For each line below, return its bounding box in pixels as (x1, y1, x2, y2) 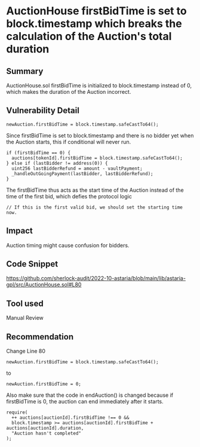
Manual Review (6, 314, 44, 322)
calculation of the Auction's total (6, 30, 172, 43)
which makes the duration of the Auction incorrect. (6, 88, 131, 95)
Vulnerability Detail (6, 106, 79, 116)
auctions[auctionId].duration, (6, 425, 84, 431)
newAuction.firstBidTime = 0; (6, 381, 82, 387)
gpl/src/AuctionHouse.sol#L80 (6, 281, 82, 288)
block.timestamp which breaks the (6, 17, 182, 30)
